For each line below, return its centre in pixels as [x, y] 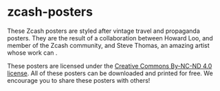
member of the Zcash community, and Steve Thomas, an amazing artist [108, 45]
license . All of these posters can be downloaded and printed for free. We [110, 73]
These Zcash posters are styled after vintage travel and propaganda [104, 31]
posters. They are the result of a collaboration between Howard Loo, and [110, 38]
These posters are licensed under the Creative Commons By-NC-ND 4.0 [110, 66]
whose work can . [32, 53]
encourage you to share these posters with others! [79, 80]
